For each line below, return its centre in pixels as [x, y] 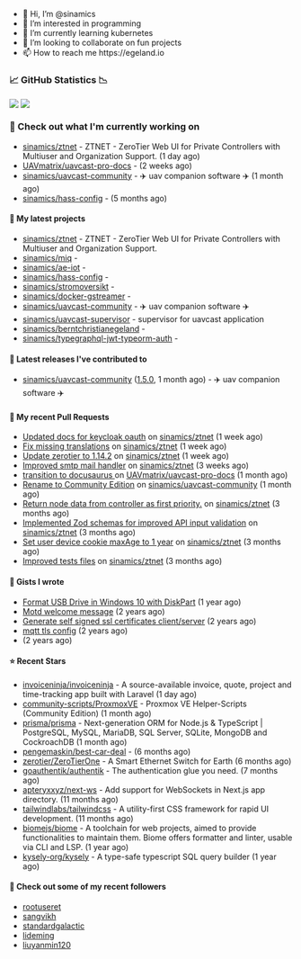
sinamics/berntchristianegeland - [84, 328]
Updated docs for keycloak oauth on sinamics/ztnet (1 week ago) [142, 437]
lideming [38, 935]
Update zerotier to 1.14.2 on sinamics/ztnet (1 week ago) [125, 456]
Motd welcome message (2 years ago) [93, 611]
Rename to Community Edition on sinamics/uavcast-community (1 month [157, 485]
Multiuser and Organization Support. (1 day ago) [111, 156]
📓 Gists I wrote [37, 581]
